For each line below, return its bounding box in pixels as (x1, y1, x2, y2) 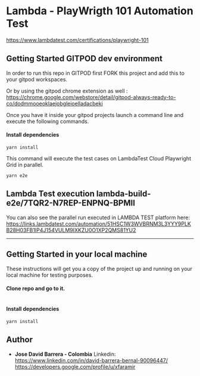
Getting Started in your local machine (6, 249, 148, 260)
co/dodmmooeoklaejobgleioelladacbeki (6, 100, 103, 107)
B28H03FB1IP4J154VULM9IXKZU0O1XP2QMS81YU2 (6, 226, 136, 233)
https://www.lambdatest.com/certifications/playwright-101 (6, 36, 149, 43)
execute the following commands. (6, 118, 89, 125)
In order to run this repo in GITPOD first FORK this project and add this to (6, 69, 185, 77)
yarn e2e (6, 172, 28, 179)
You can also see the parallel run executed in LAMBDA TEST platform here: (6, 214, 190, 221)
